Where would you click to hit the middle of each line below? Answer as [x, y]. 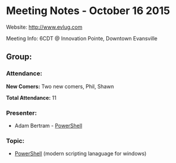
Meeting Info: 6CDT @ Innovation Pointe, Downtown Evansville [82, 38]
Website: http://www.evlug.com [44, 27]
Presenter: [21, 113]
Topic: [15, 141]
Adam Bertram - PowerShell [48, 125]
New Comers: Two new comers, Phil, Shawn [60, 86]
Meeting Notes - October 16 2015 [88, 11]
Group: [19, 57]
